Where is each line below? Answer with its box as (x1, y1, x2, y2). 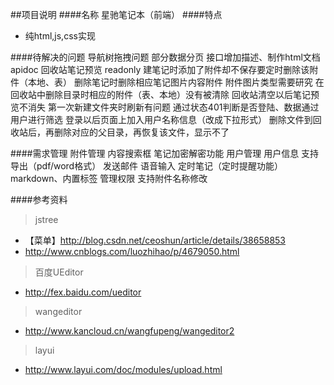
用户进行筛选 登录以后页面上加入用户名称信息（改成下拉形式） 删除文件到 (10, 114, 313, 125)
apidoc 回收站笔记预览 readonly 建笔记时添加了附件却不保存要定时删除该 (10, 64, 310, 75)
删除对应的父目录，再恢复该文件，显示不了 (53, 126, 230, 138)
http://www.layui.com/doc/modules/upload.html (24, 364, 223, 375)
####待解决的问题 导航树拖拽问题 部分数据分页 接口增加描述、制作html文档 (10, 51, 321, 63)
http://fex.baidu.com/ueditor (24, 286, 142, 298)
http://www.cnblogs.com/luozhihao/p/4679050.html (24, 246, 240, 257)
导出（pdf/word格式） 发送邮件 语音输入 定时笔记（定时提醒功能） (10, 160, 283, 172)
